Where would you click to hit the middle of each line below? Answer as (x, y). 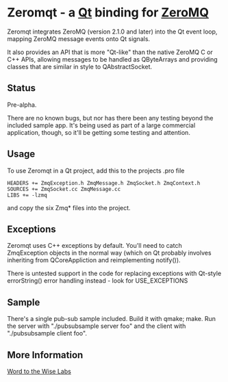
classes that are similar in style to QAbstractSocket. (80, 66)
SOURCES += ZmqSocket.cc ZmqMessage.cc (64, 189)
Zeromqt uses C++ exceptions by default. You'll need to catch (95, 246)
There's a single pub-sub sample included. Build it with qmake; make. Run (112, 319)
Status (22, 88)
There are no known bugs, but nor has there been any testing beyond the (110, 118)
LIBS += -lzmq (27, 195)
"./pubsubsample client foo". (47, 333)
